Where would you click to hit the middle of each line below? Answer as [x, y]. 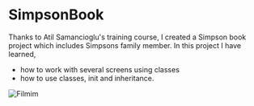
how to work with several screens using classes [100, 69]
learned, [22, 54]
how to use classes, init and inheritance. [87, 78]
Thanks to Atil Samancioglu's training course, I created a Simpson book [127, 37]
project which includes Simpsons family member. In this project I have [125, 45]
